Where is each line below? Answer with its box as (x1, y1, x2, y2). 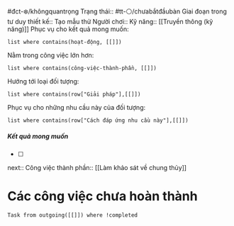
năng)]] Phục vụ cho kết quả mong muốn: (7, 25, 129, 33)
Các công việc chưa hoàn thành (7, 188, 198, 205)
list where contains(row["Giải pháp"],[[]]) (7, 91, 141, 98)
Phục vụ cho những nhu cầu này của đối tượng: (7, 103, 146, 111)
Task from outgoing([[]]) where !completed (7, 211, 138, 219)
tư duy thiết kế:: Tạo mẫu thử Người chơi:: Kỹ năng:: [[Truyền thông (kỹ (7, 18, 213, 26)
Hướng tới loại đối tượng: (7, 77, 79, 85)
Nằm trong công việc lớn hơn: (7, 51, 94, 60)
